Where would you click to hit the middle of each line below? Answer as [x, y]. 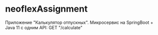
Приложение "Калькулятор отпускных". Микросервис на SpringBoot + [79, 22]
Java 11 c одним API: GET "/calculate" [44, 27]
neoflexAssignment [46, 9]
